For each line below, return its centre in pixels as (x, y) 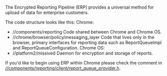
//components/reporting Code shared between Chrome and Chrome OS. (87, 32)
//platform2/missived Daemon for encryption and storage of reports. (83, 53)
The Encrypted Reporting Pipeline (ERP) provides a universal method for (79, 7)
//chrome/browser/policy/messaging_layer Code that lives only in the (83, 37)
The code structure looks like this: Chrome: (49, 22)
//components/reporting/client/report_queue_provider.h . (63, 68)
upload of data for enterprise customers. (47, 12)
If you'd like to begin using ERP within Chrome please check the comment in (84, 63)
